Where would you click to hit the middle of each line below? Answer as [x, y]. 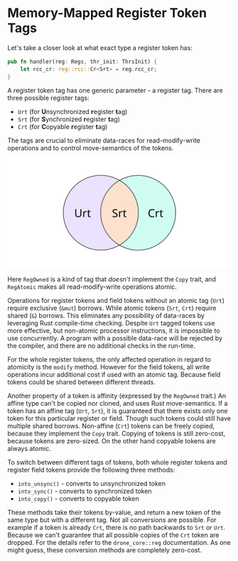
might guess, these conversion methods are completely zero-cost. [105, 550]
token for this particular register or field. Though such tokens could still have [119, 418]
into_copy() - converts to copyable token [79, 499]
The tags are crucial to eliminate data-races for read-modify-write [104, 140]
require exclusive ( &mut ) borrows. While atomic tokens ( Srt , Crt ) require [112, 308]
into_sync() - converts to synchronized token [85, 491]
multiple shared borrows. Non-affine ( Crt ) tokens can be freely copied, [111, 426]
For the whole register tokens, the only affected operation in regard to [109, 360]
